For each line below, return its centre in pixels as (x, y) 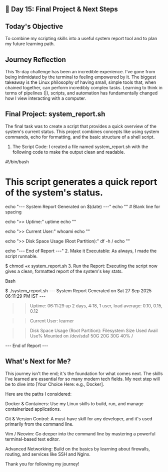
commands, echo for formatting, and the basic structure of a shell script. (80, 137)
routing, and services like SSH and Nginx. (48, 454)
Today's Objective (34, 26)
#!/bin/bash (17, 162)
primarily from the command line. (39, 424)
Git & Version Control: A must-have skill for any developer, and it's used (79, 419)
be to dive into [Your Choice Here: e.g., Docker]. (55, 384)
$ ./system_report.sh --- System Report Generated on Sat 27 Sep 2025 (78, 290)
